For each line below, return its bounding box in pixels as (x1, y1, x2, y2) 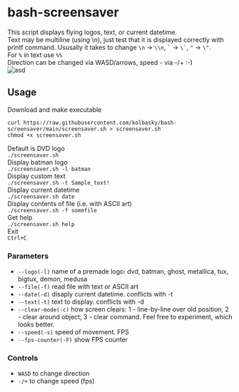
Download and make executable (7, 105, 102, 114)
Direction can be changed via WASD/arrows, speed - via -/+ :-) (7, 58, 193, 66)
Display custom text (7, 172, 66, 180)
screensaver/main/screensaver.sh (7, 125, 107, 133)
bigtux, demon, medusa (17, 275, 88, 284)
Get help (7, 213, 33, 222)
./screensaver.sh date (7, 193, 75, 200)
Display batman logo (7, 158, 68, 166)
